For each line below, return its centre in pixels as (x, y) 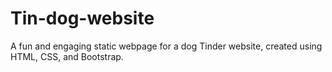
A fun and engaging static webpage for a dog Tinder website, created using (166, 46)
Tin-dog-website (82, 18)
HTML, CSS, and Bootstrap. (67, 56)
